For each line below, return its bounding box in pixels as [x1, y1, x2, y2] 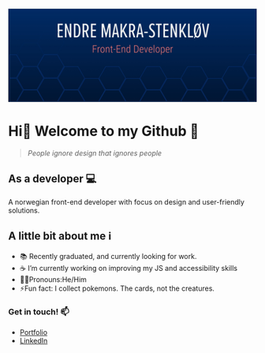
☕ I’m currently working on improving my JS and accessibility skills [19, 263, 238, 272]
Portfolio [19, 327, 48, 336]
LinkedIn [19, 336, 48, 345]
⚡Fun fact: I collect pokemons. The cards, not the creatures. [19, 284, 215, 293]
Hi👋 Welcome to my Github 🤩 [8, 122, 200, 141]
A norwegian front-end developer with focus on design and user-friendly [8, 197, 244, 206]
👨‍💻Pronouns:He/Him [19, 274, 87, 284]
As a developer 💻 [8, 172, 97, 186]
